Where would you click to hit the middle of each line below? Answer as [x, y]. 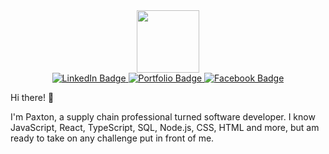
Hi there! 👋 [32, 97]
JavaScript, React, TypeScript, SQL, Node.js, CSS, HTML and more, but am [165, 127]
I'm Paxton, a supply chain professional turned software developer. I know [163, 117]
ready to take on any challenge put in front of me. [112, 138]
